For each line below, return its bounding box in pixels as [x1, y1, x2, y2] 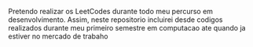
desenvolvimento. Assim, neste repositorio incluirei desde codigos [8, 15, 223, 24]
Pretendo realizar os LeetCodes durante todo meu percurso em [8, 7, 214, 16]
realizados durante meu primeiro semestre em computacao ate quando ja [8, 23, 246, 32]
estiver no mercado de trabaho [8, 31, 108, 41]
